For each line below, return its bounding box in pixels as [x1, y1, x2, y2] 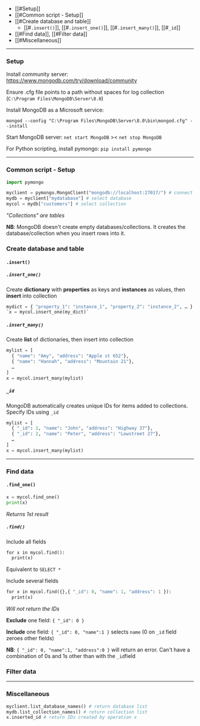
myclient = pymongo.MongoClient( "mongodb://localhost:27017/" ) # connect [6, 190, 193, 196]
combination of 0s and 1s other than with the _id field [6, 653, 136, 660]
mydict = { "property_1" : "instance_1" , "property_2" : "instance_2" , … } [6, 303, 193, 309]
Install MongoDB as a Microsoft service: [6, 107, 104, 114]
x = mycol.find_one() [6, 494, 60, 500]
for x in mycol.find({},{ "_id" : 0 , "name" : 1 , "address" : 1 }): [6, 589, 171, 595]
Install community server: [6, 71, 68, 78]
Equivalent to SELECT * [6, 566, 61, 573]
